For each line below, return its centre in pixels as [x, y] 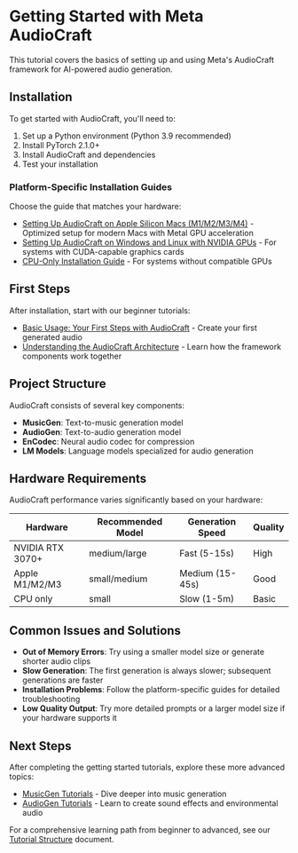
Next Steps [40, 746]
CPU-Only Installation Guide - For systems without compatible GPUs [147, 261]
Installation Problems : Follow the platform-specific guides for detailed [151, 690]
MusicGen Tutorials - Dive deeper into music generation [124, 794]
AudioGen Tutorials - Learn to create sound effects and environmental [150, 803]
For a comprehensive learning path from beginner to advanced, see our [140, 830]
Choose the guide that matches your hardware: [95, 207]
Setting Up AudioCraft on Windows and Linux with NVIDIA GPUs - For [149, 242]
